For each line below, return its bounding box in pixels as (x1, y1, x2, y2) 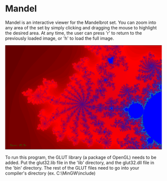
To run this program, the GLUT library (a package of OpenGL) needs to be (5, 154, 157, 160)
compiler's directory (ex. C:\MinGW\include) (5, 170, 96, 176)
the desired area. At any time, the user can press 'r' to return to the (5, 30, 142, 36)
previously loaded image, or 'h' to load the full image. (5, 35, 114, 41)
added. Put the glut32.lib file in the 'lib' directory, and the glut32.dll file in (5, 160, 155, 166)
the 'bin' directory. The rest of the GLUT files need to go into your (5, 165, 140, 171)
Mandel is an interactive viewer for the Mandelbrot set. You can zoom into (5, 19, 157, 25)
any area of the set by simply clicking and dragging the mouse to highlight (5, 24, 157, 30)
